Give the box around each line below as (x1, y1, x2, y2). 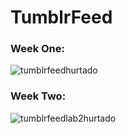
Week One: (10, 42, 66, 56)
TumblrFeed (10, 6, 113, 29)
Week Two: (10, 89, 67, 103)
